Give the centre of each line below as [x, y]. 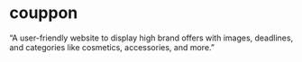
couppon [44, 13]
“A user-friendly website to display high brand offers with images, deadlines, [151, 38]
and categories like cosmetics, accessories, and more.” [112, 47]
